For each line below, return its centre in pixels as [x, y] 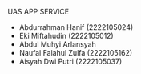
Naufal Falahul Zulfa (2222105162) [76, 53]
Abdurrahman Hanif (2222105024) [76, 27]
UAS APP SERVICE [38, 12]
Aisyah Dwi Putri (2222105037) [70, 61]
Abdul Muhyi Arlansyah [58, 44]
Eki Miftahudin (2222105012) [66, 36]
